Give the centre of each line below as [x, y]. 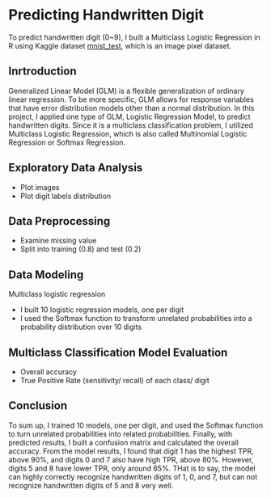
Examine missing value [58, 241]
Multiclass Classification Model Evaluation [118, 352]
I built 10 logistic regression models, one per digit [102, 310]
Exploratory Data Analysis [76, 168]
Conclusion [38, 406]
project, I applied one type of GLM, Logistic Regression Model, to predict [129, 116]
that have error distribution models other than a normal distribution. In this [131, 108]
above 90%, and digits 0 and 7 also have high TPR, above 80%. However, [131, 459]
